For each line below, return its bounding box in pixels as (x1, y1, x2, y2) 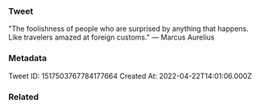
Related (8, 91, 39, 102)
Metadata (8, 52, 47, 64)
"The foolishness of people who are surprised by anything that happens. (8, 24, 249, 34)
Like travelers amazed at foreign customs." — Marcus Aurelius (8, 32, 215, 42)
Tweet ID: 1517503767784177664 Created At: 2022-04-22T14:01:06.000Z (8, 71, 252, 81)
